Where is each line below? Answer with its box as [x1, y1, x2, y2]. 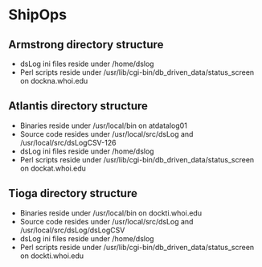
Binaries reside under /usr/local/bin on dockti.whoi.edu [19, 207, 203, 218]
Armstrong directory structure [8, 38, 164, 51]
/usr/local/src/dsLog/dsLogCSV [19, 225, 125, 235]
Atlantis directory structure [8, 99, 149, 113]
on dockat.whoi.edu [19, 163, 87, 173]
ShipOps [8, 6, 67, 24]
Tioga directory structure [8, 187, 138, 200]
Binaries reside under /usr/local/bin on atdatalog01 [19, 121, 187, 130]
